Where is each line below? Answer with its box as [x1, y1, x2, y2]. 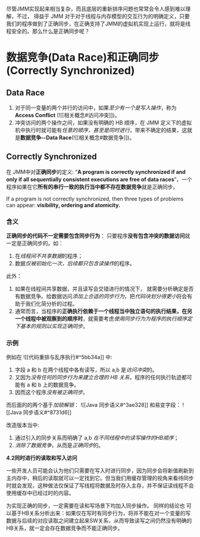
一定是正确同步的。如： [6, 240, 64, 247]
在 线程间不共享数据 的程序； [14, 253, 83, 260]
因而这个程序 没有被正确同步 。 [14, 389, 88, 396]
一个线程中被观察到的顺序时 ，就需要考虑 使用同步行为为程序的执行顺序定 [14, 315, 192, 323]
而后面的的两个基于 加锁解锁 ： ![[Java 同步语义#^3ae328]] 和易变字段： [6, 401, 182, 409]
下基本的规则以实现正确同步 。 [14, 323, 88, 330]
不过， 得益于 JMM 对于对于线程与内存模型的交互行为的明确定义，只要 [16, 13, 190, 20]
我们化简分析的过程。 [25, 300, 78, 308]
